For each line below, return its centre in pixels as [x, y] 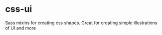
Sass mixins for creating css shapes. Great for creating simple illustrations [81, 23]
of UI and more [21, 28]
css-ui [19, 9]
